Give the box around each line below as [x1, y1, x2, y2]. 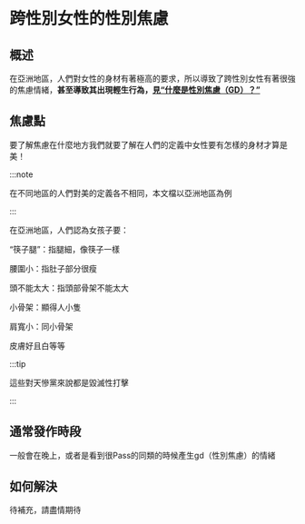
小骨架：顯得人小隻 [9, 302, 82, 312]
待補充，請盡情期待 [9, 505, 82, 516]
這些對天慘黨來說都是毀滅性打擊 [9, 377, 129, 388]
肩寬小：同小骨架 [9, 321, 74, 331]
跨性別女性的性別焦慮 [9, 8, 170, 29]
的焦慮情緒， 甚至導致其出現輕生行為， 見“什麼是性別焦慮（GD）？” [9, 84, 261, 95]
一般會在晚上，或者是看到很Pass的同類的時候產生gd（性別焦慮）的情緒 [9, 450, 276, 460]
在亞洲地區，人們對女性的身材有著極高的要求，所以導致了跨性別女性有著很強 [9, 74, 296, 84]
